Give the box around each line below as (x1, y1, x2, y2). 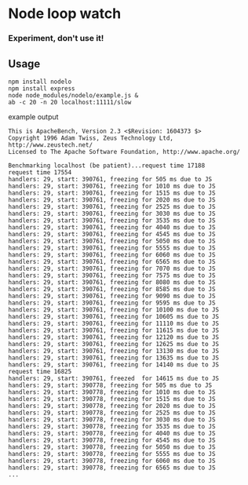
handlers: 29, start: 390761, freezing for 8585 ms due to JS (8, 285, 216, 293)
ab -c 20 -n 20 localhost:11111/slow (8, 98, 132, 106)
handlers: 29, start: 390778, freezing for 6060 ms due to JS (8, 457, 216, 465)
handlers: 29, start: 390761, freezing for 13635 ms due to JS (8, 354, 220, 362)
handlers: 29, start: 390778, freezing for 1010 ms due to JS (8, 388, 216, 396)
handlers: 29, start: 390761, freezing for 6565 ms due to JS (8, 257, 216, 265)
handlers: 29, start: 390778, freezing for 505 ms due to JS (8, 381, 213, 389)
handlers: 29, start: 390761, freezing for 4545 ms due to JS (8, 230, 216, 238)
